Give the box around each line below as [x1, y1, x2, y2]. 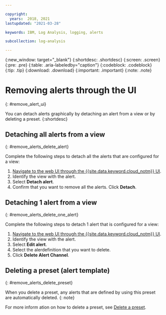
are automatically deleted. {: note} [5, 294, 75, 301]
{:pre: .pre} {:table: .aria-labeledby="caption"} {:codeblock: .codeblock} [5, 62, 153, 68]
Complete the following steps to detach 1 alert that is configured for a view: [5, 221, 159, 227]
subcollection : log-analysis [5, 39, 66, 44]
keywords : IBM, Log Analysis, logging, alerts [5, 30, 103, 35]
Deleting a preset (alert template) [5, 266, 110, 275]
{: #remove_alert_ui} [5, 101, 47, 107]
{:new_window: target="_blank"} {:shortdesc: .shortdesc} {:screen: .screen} [5, 57, 161, 63]
